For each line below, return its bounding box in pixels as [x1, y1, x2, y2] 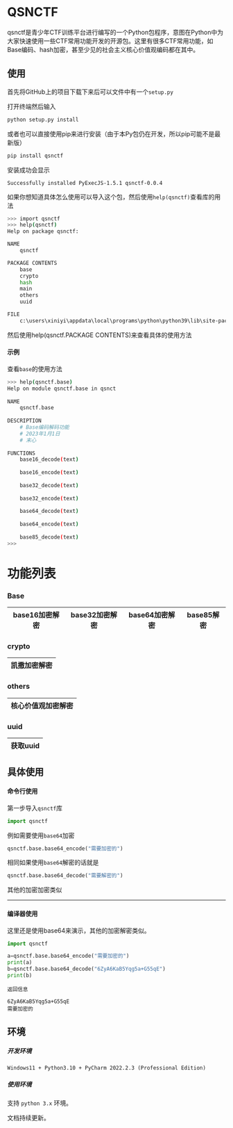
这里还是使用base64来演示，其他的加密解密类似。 [7, 926, 150, 935]
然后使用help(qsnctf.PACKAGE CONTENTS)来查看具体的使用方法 [7, 331, 192, 339]
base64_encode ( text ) [19, 521, 79, 528]
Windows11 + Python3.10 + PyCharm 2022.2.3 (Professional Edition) [7, 1065, 207, 1072]
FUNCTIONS [7, 450, 36, 457]
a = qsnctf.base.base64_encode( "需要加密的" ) [7, 953, 130, 960]
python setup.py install [7, 116, 79, 123]
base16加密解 [12, 610, 60, 620]
